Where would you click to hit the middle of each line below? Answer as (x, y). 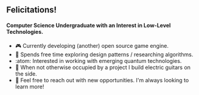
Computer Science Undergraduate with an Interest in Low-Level (89, 25)
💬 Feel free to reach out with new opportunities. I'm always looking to (102, 80)
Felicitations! (31, 10)
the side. (26, 74)
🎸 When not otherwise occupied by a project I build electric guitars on (103, 67)
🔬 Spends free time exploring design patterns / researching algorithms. (104, 54)
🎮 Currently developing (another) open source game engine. (92, 45)
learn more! (30, 87)
